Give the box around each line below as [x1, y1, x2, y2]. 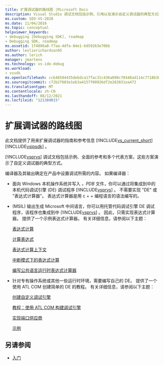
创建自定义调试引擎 [12, 294, 51, 300]
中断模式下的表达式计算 [12, 257, 60, 263]
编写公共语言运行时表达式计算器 [12, 267, 77, 273]
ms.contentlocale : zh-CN [5, 89, 56, 94]
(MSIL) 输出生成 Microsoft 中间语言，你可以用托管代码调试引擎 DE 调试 [12, 203, 155, 209]
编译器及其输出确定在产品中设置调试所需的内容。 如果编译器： [5, 170, 130, 176]
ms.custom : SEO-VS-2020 [5, 16, 54, 21]
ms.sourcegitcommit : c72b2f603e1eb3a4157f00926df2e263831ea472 [5, 80, 137, 84]
